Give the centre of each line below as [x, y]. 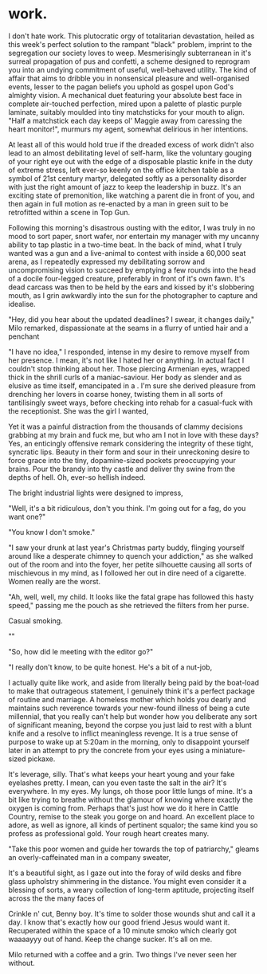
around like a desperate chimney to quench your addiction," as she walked [131, 556]
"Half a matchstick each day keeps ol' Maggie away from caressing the [125, 120]
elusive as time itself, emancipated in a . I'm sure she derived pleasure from [132, 385]
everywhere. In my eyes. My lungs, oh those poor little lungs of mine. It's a [131, 791]
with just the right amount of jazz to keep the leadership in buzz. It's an [125, 187]
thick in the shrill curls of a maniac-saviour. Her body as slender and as [125, 377]
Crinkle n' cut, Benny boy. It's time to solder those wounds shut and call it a [132, 913]
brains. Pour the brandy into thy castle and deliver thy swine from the [122, 469]
